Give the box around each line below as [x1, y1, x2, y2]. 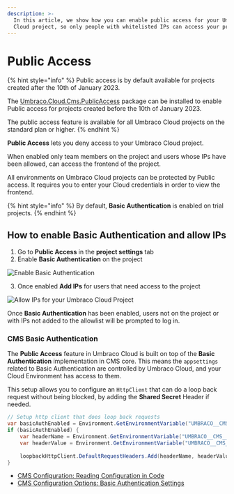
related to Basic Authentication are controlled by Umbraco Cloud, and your [7, 364, 221, 373]
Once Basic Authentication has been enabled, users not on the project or [7, 309, 219, 318]
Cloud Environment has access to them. [7, 372, 122, 380]
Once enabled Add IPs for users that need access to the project [17, 282, 201, 291]
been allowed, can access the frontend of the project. [7, 160, 162, 168]
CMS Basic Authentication [7, 334, 99, 344]
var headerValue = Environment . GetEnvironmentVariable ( [19, 440, 186, 447]
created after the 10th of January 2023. [7, 84, 120, 92]
